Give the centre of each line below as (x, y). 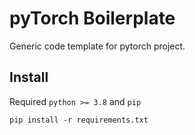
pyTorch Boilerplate (92, 18)
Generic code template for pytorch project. (97, 46)
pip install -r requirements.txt (79, 120)
